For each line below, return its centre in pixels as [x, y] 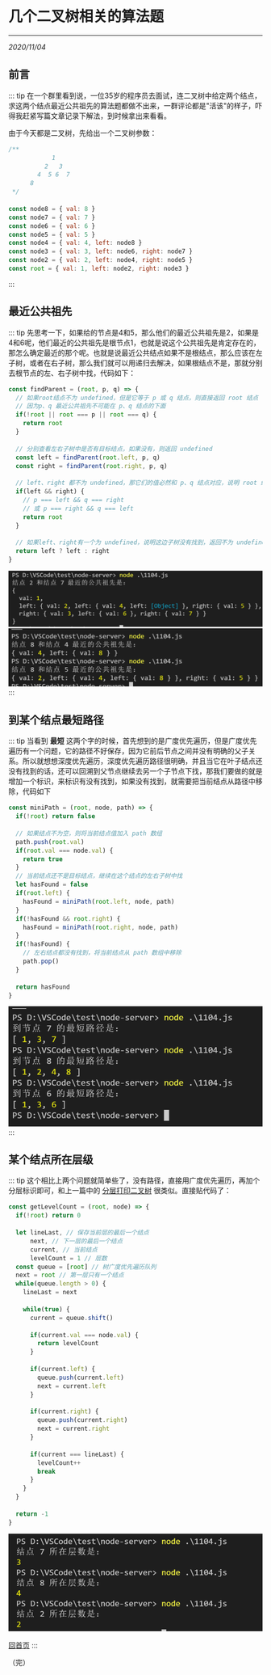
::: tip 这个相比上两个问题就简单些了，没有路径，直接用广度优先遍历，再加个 [134, 1180]
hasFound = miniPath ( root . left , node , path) [99, 901]
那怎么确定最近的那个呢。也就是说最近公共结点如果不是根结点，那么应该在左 [135, 352]
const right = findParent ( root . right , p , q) [92, 466]
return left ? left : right [63, 551]
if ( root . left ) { [43, 893]
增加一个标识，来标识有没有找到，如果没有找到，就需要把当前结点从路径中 [132, 782]
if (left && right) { [50, 492]
